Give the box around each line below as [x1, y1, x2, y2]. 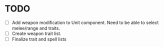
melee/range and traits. [11, 25, 60, 31]
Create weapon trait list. [11, 30, 61, 36]
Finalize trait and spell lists [11, 36, 67, 42]
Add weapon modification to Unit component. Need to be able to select [11, 19, 159, 25]
